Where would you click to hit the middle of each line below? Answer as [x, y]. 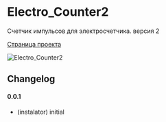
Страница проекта [34, 44]
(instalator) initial [41, 112]
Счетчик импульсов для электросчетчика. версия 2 [83, 31]
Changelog [31, 79]
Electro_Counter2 [58, 12]
